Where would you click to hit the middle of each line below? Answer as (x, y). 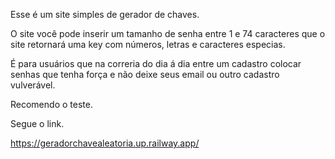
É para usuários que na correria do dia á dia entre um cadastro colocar (156, 63)
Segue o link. (37, 123)
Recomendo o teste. (51, 104)
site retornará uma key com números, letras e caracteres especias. (148, 44)
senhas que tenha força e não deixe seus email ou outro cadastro (145, 74)
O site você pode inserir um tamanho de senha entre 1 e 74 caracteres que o (168, 33)
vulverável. (33, 85)
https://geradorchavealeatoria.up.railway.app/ (105, 143)
